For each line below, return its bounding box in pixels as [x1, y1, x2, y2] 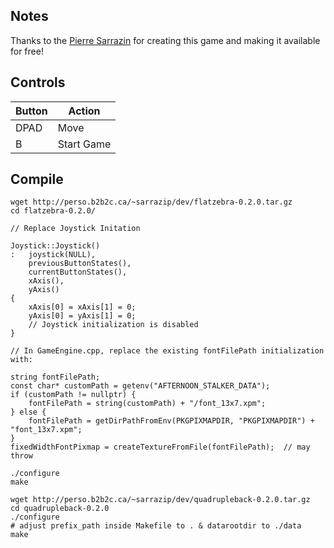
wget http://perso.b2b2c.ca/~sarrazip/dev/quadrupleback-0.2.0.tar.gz [10, 495, 311, 505]
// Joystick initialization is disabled [28, 320, 199, 330]
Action [68, 104, 101, 118]
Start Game [57, 137, 112, 151]
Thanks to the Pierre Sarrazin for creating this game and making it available [10, 34, 321, 46]
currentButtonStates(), [28, 267, 128, 278]
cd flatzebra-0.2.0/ [10, 206, 97, 216]
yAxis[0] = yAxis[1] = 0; [28, 311, 137, 321]
